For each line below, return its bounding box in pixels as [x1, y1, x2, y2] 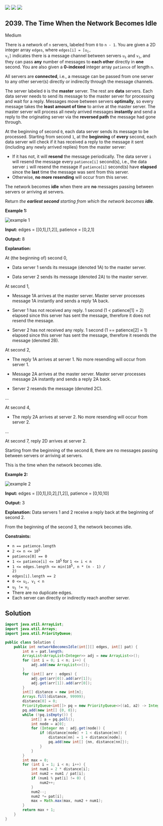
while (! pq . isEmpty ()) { [22, 712, 73, 717]
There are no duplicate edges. [12, 590, 73, 595]
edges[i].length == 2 [12, 574, 56, 578]
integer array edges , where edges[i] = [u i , [5, 47, 91, 54]
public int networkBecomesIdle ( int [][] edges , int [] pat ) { [14, 644, 138, 649]
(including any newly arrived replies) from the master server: [5, 144, 126, 150]
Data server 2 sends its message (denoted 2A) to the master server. [12, 273, 148, 280]
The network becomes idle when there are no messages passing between [5, 183, 154, 190]
